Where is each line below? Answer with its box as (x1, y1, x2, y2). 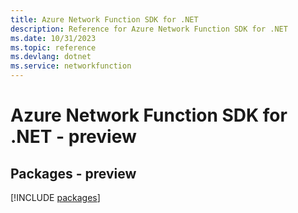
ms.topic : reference (10, 42, 97, 53)
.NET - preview (10, 126, 137, 148)
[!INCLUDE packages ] (10, 192, 101, 203)
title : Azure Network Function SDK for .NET (10, 14, 199, 25)
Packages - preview (10, 165, 137, 182)
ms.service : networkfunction (10, 61, 132, 71)
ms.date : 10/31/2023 (10, 33, 97, 43)
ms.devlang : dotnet (10, 52, 92, 62)
